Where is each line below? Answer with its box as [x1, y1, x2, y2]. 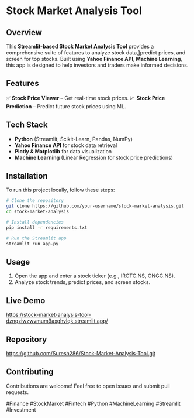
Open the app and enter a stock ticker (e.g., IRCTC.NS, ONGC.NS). [14, 272, 175, 279]
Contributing [6, 367, 54, 377]
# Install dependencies [6, 220, 64, 225]
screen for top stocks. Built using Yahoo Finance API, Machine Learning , [6, 56, 183, 62]
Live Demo [6, 296, 46, 306]
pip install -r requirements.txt [6, 224, 88, 231]
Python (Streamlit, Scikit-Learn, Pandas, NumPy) [14, 135, 133, 142]
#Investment [6, 406, 36, 413]
